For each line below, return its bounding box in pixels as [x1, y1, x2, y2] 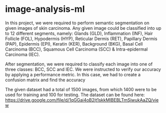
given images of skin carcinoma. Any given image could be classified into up [5, 25, 162, 31]
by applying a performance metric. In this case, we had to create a [5, 71, 141, 77]
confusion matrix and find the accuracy [5, 77, 86, 83]
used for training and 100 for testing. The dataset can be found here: [5, 92, 145, 98]
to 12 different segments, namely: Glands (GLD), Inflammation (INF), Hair [5, 30, 153, 36]
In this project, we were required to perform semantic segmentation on [5, 20, 150, 26]
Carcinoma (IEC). [5, 51, 40, 57]
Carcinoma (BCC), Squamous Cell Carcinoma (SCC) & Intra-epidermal [5, 46, 148, 52]
